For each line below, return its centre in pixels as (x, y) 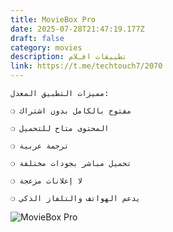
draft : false (37, 38)
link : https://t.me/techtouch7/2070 (86, 66)
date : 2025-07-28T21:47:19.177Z (77, 29)
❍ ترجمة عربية (40, 146)
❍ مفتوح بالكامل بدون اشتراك (71, 111)
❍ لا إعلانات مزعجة (46, 181)
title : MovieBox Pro (53, 19)
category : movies (46, 47)
